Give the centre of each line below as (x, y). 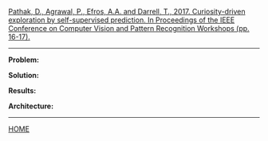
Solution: (24, 75)
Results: (22, 90)
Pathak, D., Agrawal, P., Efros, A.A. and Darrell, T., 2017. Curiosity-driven (127, 12)
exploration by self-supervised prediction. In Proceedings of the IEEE (122, 20)
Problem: (24, 60)
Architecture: (31, 106)
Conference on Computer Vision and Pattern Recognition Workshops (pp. (129, 28)
